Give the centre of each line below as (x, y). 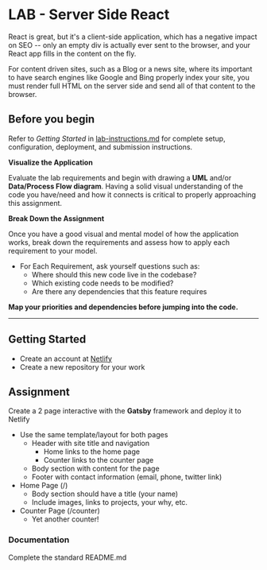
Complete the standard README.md (68, 557)
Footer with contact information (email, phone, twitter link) (127, 477)
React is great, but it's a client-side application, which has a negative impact (133, 37)
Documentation (39, 540)
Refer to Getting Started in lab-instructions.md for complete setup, (117, 138)
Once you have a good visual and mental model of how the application (124, 234)
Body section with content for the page (96, 469)
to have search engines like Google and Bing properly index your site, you (129, 77)
